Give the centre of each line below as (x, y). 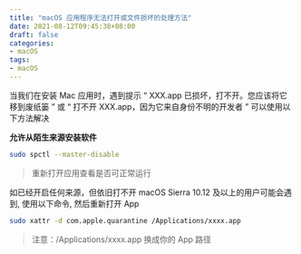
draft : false (34, 34)
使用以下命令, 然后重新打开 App (80, 203)
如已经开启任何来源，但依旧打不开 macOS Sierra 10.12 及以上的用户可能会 (146, 192)
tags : (19, 60)
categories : (32, 43)
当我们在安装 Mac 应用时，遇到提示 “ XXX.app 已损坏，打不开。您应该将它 (149, 95)
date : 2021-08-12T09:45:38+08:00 (73, 26)
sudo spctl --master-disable (64, 154)
